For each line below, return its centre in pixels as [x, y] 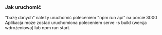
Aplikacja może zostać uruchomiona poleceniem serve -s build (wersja [76, 23]
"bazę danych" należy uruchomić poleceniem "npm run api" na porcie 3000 [81, 18]
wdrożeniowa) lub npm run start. [38, 28]
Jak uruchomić [23, 7]
